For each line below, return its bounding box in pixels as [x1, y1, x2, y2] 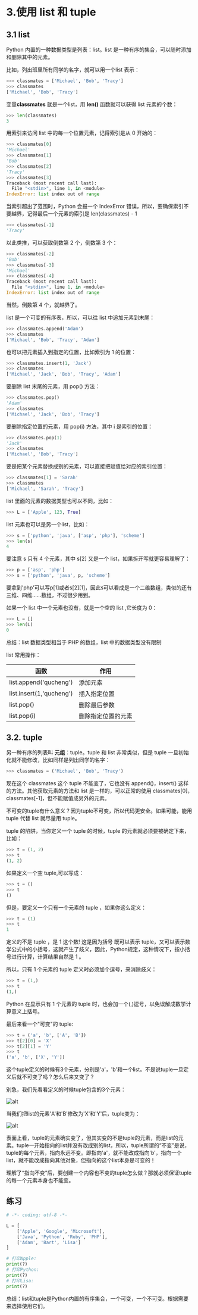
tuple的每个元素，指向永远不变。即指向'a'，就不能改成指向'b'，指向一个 [6, 1150, 182, 1157]
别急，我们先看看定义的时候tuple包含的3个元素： [6, 1086, 126, 1093]
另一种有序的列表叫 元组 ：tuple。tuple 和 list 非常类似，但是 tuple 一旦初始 [6, 749, 189, 756]
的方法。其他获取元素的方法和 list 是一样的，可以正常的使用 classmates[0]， [6, 787, 193, 795]
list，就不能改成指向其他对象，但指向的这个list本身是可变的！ [6, 1157, 156, 1164]
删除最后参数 [78, 701, 115, 709]
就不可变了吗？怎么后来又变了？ [16, 1073, 95, 1080]
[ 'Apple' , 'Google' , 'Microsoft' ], [17, 1228, 105, 1234]
